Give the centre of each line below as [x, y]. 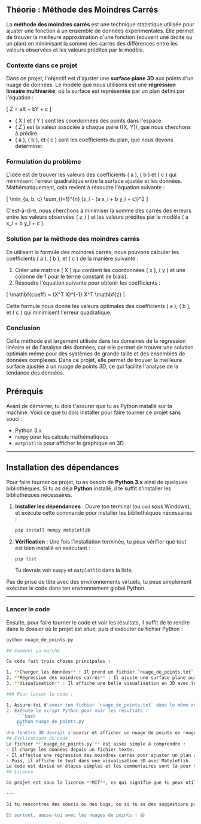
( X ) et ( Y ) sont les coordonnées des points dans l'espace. [89, 121]
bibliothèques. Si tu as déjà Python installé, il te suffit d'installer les [89, 488]
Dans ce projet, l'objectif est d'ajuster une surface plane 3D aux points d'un [100, 79]
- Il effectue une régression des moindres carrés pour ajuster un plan [99, 755]
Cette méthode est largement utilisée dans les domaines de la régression [96, 341]
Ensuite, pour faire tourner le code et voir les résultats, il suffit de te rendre [98, 622]
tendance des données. [35, 373]
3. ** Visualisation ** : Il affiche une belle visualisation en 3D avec [97, 683]
